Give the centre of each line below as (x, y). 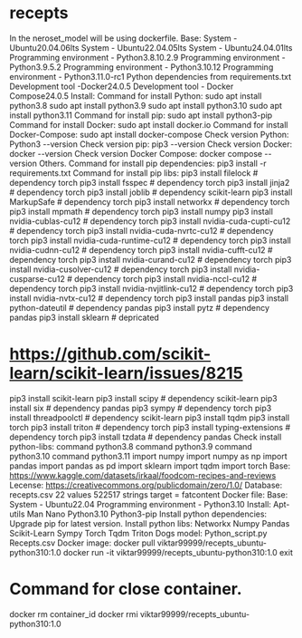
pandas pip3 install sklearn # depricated (85, 317)
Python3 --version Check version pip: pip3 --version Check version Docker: (151, 144)
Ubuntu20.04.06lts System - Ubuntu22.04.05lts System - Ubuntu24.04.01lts (151, 47)
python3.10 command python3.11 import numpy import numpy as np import (148, 456)
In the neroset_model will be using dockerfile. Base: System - (123, 38)
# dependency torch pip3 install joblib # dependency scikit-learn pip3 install (151, 192)
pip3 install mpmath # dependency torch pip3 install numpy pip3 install (142, 211)
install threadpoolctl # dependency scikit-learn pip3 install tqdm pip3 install (150, 417)
